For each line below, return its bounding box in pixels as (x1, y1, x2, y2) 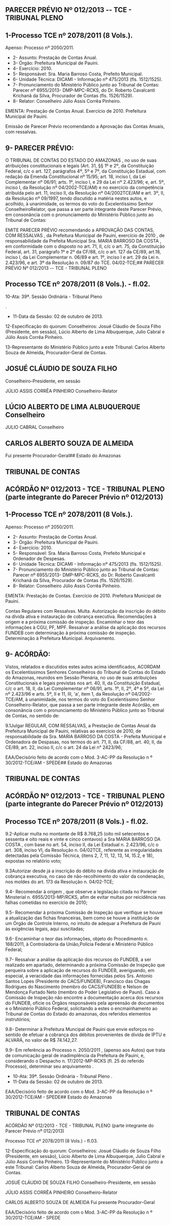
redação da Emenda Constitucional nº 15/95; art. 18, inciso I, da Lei (5, 174, 146, 180)
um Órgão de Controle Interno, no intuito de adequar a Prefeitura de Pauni (5, 920, 161, 927)
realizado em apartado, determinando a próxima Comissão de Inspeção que (5, 962, 165, 968)
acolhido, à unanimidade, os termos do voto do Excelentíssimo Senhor (5, 201, 154, 207)
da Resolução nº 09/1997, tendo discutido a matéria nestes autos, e (5, 196, 147, 202)
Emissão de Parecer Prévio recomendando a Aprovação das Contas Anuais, (5, 123, 165, 130)
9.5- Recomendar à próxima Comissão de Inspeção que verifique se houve (5, 910, 163, 916)
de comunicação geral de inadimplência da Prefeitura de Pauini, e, (5, 1052, 145, 1059)
